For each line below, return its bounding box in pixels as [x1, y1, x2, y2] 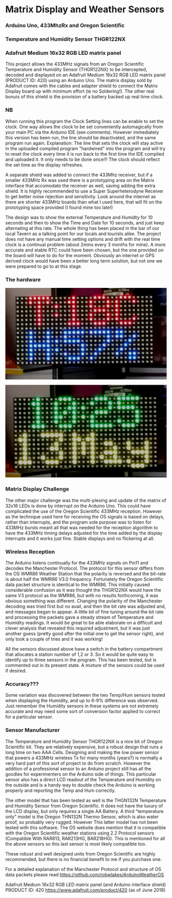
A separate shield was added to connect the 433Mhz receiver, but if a [5, 172, 153, 178]
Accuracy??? [5, 680, 39, 687]
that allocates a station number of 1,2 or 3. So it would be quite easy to [5, 651, 154, 657]
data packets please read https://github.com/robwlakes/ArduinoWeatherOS [5, 871, 164, 878]
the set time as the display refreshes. [5, 161, 83, 168]
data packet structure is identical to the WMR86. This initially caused [5, 581, 150, 588]
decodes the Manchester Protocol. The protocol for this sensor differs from [5, 565, 164, 571]
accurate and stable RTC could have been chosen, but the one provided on [5, 247, 164, 253]
